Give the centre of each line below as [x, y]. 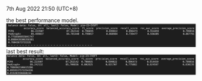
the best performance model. [42, 20]
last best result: [25, 51]
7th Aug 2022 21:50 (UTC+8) [42, 9]
